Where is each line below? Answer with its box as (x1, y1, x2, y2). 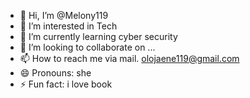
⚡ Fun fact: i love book (19, 78, 113, 90)
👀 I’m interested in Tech (19, 20, 118, 32)
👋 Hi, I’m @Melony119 (19, 10, 109, 21)
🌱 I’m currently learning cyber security (19, 31, 178, 42)
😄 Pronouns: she (19, 67, 92, 79)
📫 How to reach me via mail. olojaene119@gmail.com (19, 53, 240, 64)
